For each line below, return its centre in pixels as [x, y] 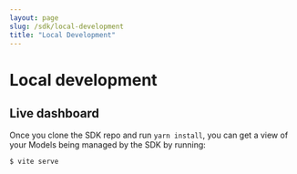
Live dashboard [55, 113]
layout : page [34, 18]
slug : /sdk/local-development [67, 26]
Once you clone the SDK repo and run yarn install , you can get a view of [149, 135]
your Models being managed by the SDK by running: [108, 145]
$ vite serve [34, 162]
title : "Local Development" [63, 35]
